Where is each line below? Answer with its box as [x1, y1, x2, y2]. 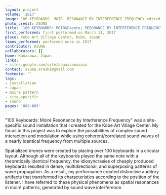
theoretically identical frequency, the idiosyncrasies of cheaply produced [5, 158, 154, 164]
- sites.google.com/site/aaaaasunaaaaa [5, 62, 87, 67]
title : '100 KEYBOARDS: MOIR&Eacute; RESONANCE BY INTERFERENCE [5, 26, 140, 31]
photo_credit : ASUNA [5, 21, 48, 26]
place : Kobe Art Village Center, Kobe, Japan [5, 35, 100, 40]
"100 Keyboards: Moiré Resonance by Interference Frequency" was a [5, 117, 146, 123]
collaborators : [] [5, 48, 43, 53]
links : [5, 58, 19, 63]
